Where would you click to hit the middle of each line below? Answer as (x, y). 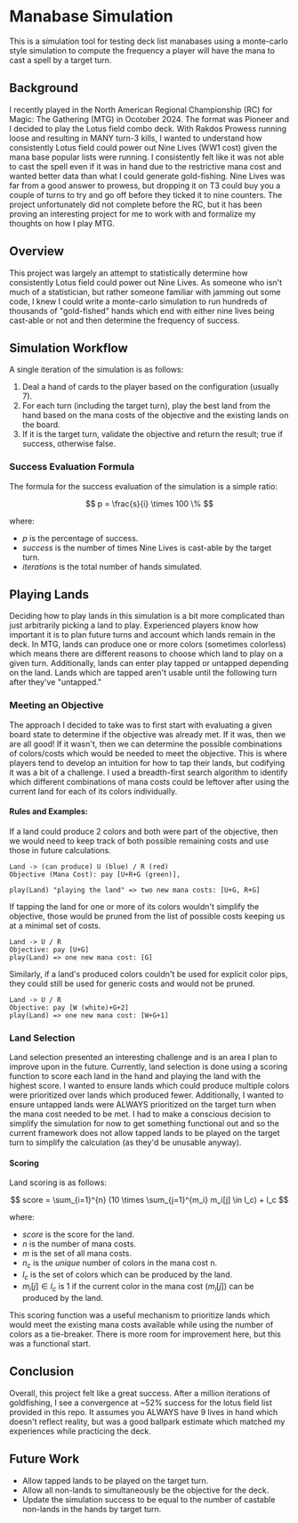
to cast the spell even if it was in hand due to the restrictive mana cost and (145, 166)
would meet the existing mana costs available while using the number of (141, 1324)
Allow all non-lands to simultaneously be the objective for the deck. (145, 1490)
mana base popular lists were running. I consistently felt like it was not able (147, 157)
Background (44, 88)
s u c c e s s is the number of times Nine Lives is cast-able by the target (147, 547)
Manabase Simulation (91, 16)
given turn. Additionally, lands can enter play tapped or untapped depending (149, 663)
